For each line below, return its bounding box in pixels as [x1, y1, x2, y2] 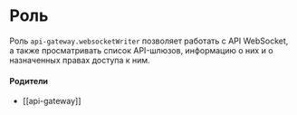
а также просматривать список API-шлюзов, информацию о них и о [9, 44, 273, 55]
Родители [9, 75, 48, 86]
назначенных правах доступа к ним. [9, 54, 151, 65]
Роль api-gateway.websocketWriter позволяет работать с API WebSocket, [9, 35, 289, 46]
